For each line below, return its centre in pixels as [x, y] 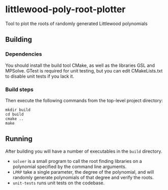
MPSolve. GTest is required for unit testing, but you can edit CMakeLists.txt [84, 70]
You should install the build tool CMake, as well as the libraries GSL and [80, 65]
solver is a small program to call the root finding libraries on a [77, 161]
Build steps [20, 89]
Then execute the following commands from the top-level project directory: [84, 100]
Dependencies [24, 54]
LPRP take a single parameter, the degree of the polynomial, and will [83, 172]
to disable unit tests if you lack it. [40, 76]
